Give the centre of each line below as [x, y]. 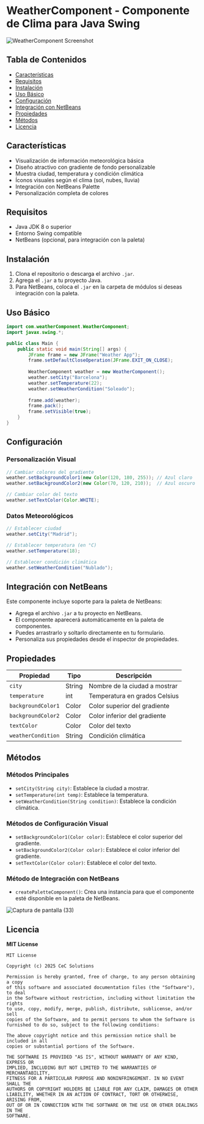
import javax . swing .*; [35, 332]
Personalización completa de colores [62, 193]
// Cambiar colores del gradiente [50, 472]
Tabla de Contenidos [46, 60]
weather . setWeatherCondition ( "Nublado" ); [60, 568]
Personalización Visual [41, 459]
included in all [27, 1041]
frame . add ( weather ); [54, 400]
